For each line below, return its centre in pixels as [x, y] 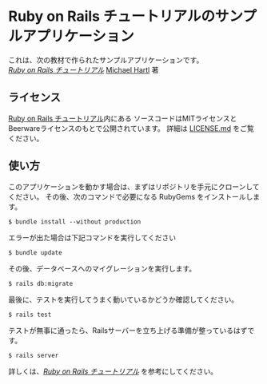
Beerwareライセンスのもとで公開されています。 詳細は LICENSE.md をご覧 [131, 128]
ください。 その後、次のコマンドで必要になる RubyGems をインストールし [131, 196]
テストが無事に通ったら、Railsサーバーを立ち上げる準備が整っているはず [128, 330]
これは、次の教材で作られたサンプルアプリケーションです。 [106, 60]
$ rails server [34, 355]
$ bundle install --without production [75, 222]
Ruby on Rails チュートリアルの [112, 16]
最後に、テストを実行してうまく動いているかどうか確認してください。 [123, 299]
